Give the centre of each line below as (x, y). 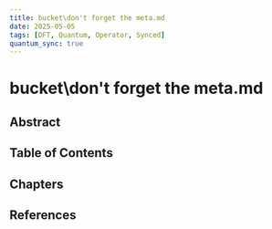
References (43, 215)
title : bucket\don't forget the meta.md (88, 18)
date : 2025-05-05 (42, 26)
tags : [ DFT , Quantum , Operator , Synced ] (88, 35)
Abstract (35, 122)
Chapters (37, 184)
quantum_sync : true (47, 43)
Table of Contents (62, 153)
